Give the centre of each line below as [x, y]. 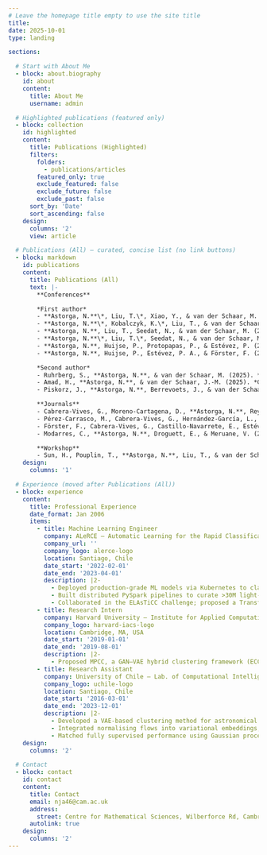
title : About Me [56, 96]
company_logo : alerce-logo [88, 551]
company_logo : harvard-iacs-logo [99, 625]
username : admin [56, 103]
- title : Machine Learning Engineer [97, 529]
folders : [51, 162]
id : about [39, 81]
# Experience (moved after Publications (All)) [96, 485]
